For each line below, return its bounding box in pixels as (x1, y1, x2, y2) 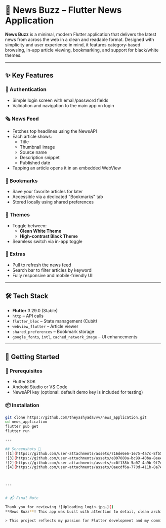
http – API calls (12, 313, 43, 319)
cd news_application (5, 419, 48, 424)
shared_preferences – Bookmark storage (12, 328, 95, 334)
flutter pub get (5, 424, 39, 429)
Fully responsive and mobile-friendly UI (12, 272, 93, 278)
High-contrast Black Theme (19, 233, 78, 239)
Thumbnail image (19, 144, 55, 150)
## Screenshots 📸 (5, 447, 41, 451)
